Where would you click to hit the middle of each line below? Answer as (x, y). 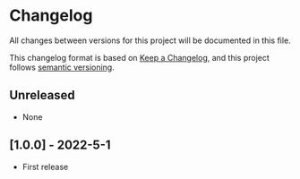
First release (45, 166)
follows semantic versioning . (62, 67)
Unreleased (43, 95)
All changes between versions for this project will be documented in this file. (150, 40)
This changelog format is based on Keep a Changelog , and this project (140, 57)
